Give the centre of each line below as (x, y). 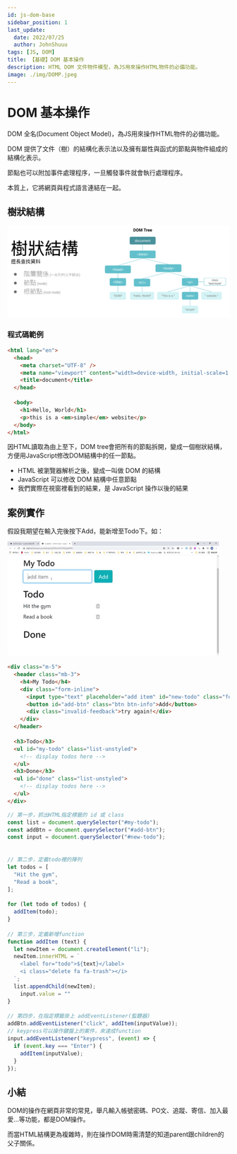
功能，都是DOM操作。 (57, 1119)
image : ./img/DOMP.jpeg (42, 74)
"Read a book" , (36, 882)
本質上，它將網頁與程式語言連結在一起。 (66, 187)
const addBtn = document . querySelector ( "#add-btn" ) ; (86, 830)
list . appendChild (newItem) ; (55, 986)
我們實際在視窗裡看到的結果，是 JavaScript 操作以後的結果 (103, 489)
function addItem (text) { (47, 942)
